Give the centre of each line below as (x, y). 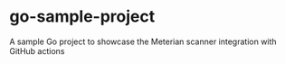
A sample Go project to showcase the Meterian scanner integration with (143, 41)
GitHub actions (37, 50)
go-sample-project (82, 17)
